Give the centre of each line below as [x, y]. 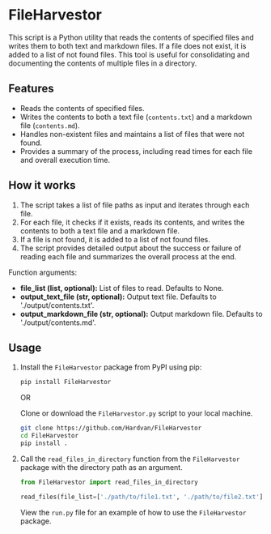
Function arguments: [43, 272]
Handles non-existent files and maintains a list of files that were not [132, 134]
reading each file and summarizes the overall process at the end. [128, 256]
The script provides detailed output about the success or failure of [131, 248]
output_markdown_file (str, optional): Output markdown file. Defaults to [141, 314]
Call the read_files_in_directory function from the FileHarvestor [130, 459]
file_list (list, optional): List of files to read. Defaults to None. [122, 288]
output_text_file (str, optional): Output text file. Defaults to [118, 297]
